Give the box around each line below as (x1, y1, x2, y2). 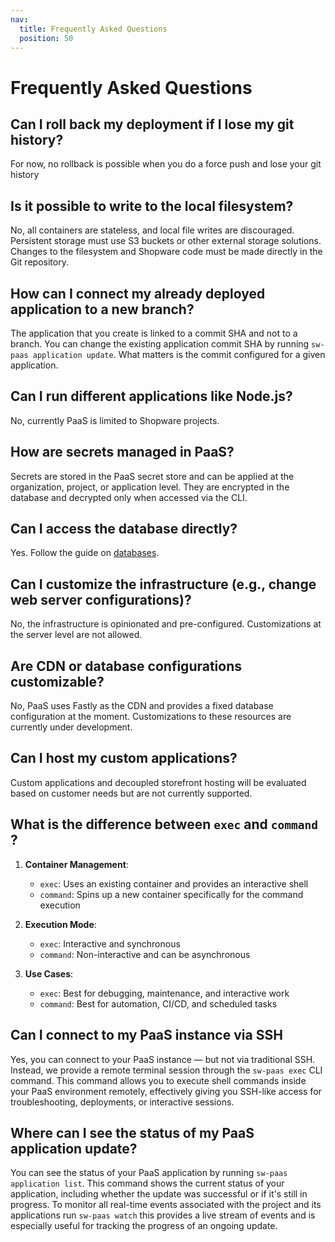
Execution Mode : (24, 918, 97, 930)
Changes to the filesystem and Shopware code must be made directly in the (10, 246, 323, 258)
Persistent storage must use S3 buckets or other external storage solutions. (10, 235, 322, 247)
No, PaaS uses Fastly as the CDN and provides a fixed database (10, 700, 274, 712)
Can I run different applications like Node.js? (10, 388, 293, 405)
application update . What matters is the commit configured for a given (32, 349, 326, 360)
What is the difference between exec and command (10, 816, 318, 833)
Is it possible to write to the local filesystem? (10, 197, 294, 215)
